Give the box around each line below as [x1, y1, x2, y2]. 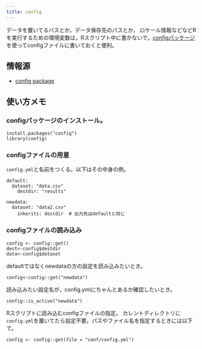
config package [15, 77, 55, 85]
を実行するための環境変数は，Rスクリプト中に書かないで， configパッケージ [6, 34, 195, 41]
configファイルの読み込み [6, 226, 82, 234]
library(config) [6, 136, 47, 142]
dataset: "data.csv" [12, 183, 64, 189]
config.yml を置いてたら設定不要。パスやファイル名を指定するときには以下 [6, 317, 193, 324]
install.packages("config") [6, 130, 78, 137]
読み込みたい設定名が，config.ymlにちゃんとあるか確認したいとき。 [6, 286, 176, 293]
